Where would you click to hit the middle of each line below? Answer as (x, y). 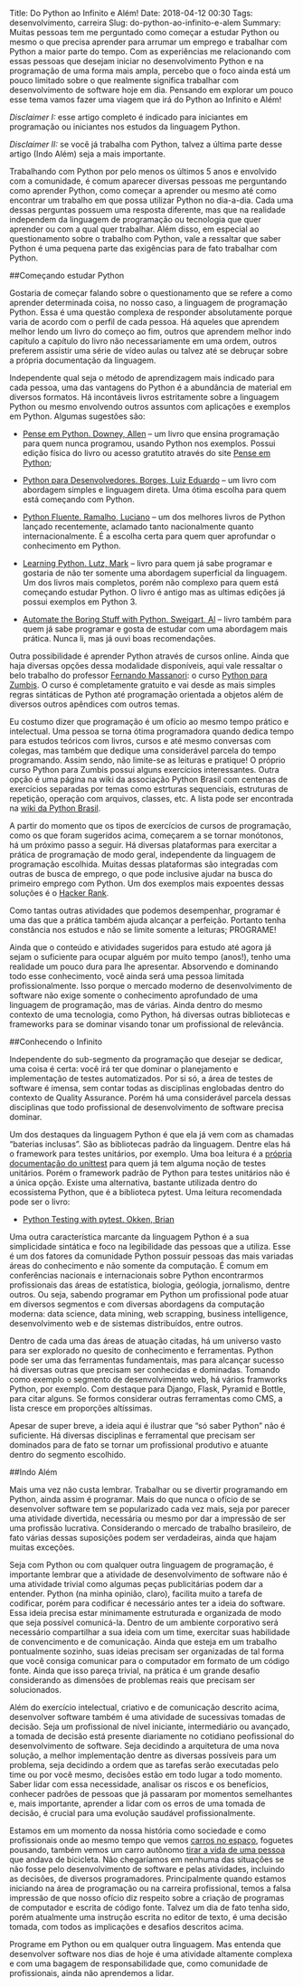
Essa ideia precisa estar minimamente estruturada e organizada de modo (146, 1613)
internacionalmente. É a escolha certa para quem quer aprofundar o (149, 536)
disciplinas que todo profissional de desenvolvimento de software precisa (147, 1107)
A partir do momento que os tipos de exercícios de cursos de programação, (151, 826)
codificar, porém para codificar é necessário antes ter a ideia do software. (147, 1603)
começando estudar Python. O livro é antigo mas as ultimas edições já (154, 592)
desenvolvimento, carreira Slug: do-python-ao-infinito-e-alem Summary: (145, 23)
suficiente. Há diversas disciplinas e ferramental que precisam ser (133, 1435)
